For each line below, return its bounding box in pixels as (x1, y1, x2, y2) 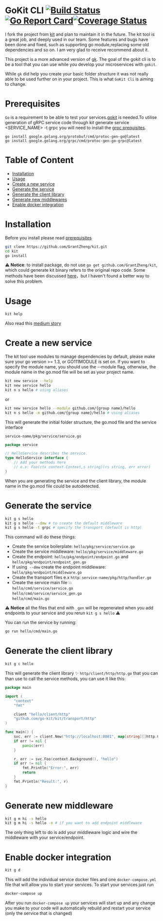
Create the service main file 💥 (12, 580, 72, 586)
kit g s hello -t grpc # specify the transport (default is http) (5, 525, 142, 530)
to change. (5, 81, 27, 87)
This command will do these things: (5, 534, 76, 540)
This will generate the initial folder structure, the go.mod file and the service (5, 419, 157, 425)
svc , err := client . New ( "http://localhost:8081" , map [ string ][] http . (14, 734, 158, 739)
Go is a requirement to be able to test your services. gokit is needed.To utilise (5, 114, 157, 120)
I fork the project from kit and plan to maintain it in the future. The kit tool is (5, 31, 155, 37)
